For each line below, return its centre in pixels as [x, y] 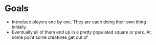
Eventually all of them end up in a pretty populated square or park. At [81, 32]
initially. [19, 27]
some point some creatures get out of [50, 37]
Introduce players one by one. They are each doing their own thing [79, 22]
